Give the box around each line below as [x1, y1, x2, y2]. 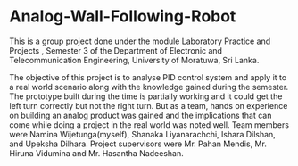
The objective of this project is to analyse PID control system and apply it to [9, 71, 287, 82]
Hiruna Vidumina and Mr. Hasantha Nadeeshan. [9, 147, 185, 158]
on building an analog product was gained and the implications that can [9, 110, 272, 120]
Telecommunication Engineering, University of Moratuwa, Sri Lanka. [9, 54, 260, 65]
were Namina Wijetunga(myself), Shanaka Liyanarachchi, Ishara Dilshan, [9, 129, 277, 139]
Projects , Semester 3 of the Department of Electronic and [9, 45, 223, 55]
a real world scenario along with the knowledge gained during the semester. [9, 81, 289, 92]
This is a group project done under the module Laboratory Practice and [9, 36, 271, 46]
